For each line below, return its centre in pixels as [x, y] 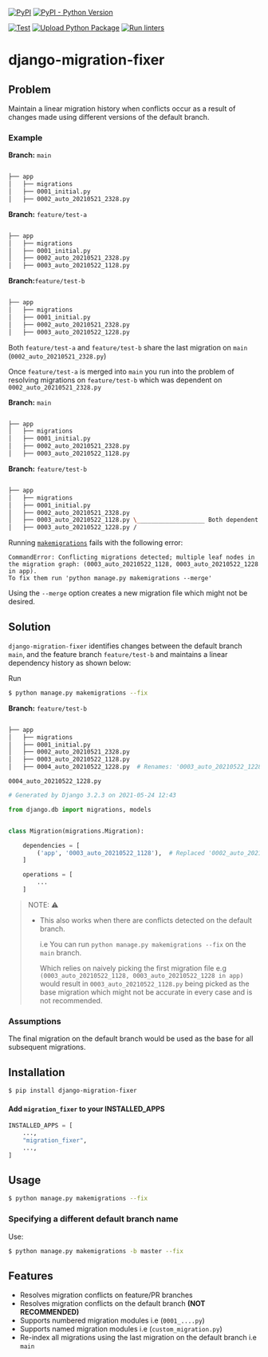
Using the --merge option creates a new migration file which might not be [128, 593]
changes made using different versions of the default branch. [109, 117]
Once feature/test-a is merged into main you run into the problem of [121, 371]
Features [31, 1276]
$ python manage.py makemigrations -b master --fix [96, 1251]
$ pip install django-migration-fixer [73, 1091]
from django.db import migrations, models [80, 809]
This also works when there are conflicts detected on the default [146, 920]
